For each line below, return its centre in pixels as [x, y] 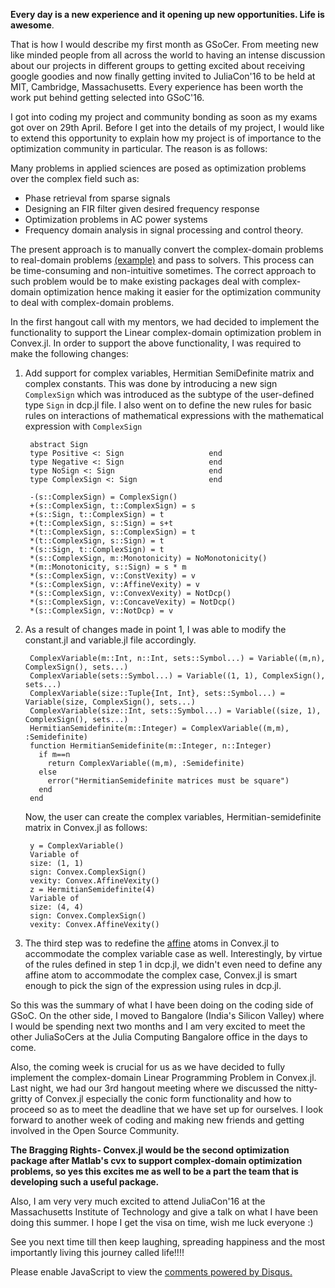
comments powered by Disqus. [228, 1272]
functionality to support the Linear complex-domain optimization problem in [166, 332]
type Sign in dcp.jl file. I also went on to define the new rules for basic [168, 405]
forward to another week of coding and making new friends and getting [157, 1120]
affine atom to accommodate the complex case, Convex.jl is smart [161, 975]
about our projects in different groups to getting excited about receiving [158, 65]
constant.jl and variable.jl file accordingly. [110, 640]
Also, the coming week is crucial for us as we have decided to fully [148, 1067]
